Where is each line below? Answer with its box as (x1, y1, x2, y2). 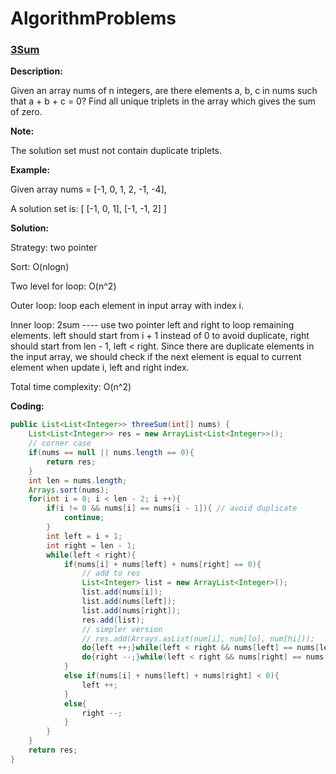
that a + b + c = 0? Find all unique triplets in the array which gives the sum (10, 95, 317, 107)
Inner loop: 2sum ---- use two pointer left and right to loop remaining (10, 319, 295, 331)
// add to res (81, 568, 141, 579)
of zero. (10, 106, 43, 118)
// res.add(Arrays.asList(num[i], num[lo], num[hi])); (81, 633, 315, 644)
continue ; (63, 513, 105, 523)
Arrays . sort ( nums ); (28, 485, 110, 495)
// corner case (28, 438, 92, 449)
